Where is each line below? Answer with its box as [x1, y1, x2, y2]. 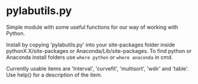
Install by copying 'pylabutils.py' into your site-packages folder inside [6, 41, 176, 48]
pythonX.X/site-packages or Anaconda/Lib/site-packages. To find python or [6, 47, 192, 54]
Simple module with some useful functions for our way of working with [6, 23, 178, 31]
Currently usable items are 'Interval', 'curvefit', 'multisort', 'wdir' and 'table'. [6, 65, 189, 72]
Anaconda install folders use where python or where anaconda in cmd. [6, 53, 173, 61]
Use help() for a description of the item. [6, 71, 102, 78]
